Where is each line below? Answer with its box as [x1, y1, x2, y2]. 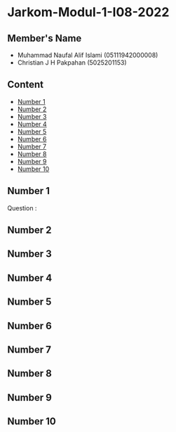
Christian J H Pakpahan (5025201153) [17, 58, 128, 67]
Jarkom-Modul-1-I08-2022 [7, 4, 170, 20]
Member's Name [7, 32, 82, 44]
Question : [7, 203, 37, 212]
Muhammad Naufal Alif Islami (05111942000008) [17, 51, 158, 59]
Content [7, 79, 44, 91]
